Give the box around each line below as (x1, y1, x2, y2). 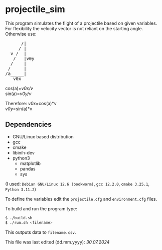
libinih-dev (12, 149, 35, 155)
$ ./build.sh (5, 215, 33, 220)
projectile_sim (5, 4, 65, 15)
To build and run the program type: (5, 205, 78, 212)
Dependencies (5, 120, 52, 129)
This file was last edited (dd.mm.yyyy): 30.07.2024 (5, 239, 110, 245)
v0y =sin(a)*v (5, 106, 33, 112)
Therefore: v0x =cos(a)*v (5, 100, 57, 106)
